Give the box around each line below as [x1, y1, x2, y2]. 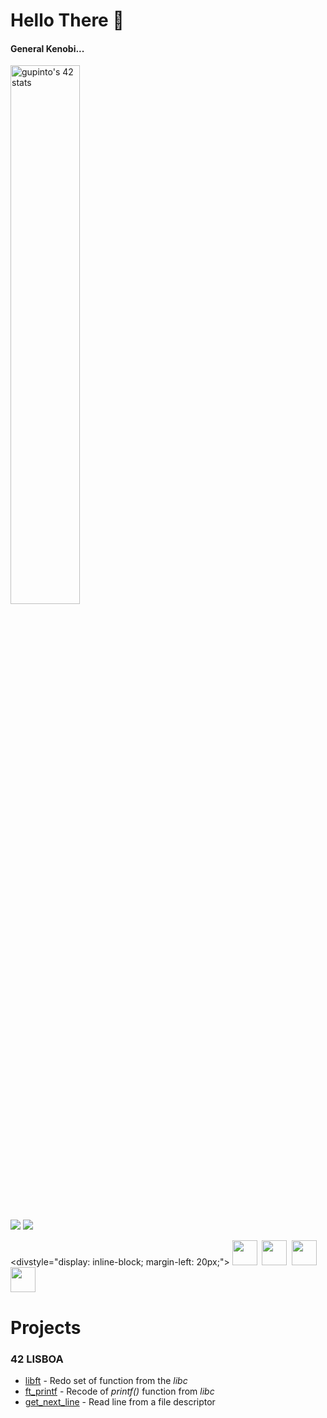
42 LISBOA [10, 1352, 64, 1366]
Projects [10, 1316, 82, 1339]
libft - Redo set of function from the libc [24, 1374, 188, 1386]
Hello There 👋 [10, 9, 125, 32]
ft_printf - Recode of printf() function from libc [24, 1385, 215, 1397]
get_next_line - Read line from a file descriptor [24, 1395, 216, 1408]
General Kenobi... [10, 42, 85, 54]
